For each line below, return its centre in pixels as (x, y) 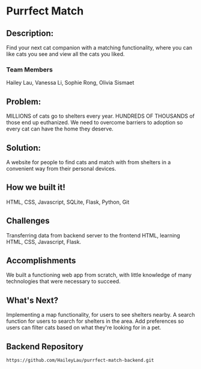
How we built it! (36, 188)
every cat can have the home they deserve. (60, 129)
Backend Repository (45, 346)
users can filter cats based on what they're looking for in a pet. (84, 328)
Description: (30, 33)
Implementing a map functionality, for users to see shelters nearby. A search (100, 315)
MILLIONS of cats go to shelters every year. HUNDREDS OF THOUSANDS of (100, 116)
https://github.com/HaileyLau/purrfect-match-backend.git (80, 360)
